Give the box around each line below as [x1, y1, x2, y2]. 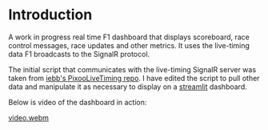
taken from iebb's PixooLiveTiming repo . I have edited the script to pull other [8, 73, 260, 83]
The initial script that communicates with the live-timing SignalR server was [8, 64, 257, 74]
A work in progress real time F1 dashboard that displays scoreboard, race [8, 32, 250, 42]
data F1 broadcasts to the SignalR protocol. [8, 49, 150, 59]
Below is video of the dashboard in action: [8, 97, 147, 107]
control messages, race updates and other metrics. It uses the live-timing [8, 40, 250, 50]
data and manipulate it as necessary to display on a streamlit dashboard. [8, 82, 247, 91]
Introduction [8, 6, 93, 24]
